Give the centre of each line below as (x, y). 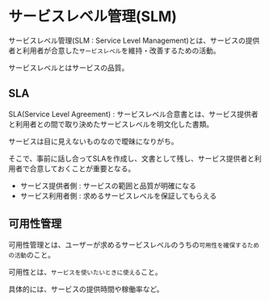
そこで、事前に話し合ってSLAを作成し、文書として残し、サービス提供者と (131, 158)
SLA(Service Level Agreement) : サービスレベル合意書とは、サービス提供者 (133, 114)
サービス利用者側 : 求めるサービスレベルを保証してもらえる (118, 195)
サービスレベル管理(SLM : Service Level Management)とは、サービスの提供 (134, 40)
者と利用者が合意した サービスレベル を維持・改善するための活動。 (114, 50)
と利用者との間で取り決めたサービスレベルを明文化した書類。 (111, 124)
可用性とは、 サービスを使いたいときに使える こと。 (86, 272)
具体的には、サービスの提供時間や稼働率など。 (86, 289)
